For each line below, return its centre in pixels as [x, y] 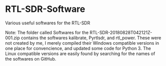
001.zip [13, 38]
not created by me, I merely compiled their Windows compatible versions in [82, 43]
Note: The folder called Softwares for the [47, 32]
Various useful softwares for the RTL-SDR [48, 23]
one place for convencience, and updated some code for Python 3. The [78, 48]
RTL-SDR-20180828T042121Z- [121, 32]
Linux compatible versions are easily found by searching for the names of [80, 54]
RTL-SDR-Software [45, 9]
